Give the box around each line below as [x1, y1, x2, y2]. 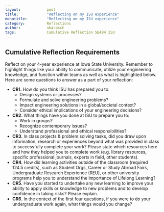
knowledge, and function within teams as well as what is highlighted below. [5, 72, 157, 78]
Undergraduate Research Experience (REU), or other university [12, 170, 140, 176]
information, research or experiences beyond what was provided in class [12, 138, 160, 144]
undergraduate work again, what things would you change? [12, 201, 132, 207]
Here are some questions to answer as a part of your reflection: [5, 77, 133, 82]
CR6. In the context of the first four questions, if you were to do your [12, 196, 151, 202]
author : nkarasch [5, 26, 65, 30]
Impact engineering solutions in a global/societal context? [19, 102, 136, 108]
